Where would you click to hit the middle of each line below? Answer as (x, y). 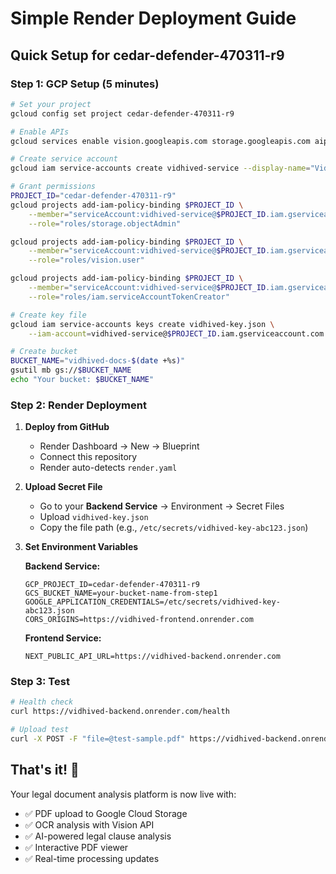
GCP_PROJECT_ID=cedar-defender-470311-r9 (112, 585)
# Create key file (48, 315)
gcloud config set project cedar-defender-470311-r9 (122, 113)
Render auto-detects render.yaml (108, 468)
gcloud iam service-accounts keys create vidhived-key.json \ (142, 324)
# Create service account (64, 159)
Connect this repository (88, 457)
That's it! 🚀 (45, 770)
